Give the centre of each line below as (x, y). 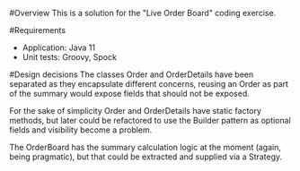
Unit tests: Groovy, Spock (69, 57)
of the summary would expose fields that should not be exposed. (129, 94)
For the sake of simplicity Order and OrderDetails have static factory (136, 111)
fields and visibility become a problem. (81, 130)
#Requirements (37, 30)
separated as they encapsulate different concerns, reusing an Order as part (149, 84)
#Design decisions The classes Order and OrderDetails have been (132, 74)
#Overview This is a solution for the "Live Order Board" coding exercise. (143, 13)
